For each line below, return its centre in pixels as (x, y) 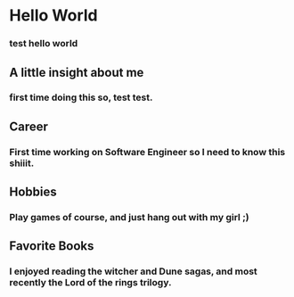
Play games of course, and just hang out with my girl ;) (129, 218)
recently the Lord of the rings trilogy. (90, 283)
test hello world (44, 44)
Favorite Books (52, 246)
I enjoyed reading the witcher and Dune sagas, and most (134, 271)
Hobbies (33, 192)
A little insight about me (77, 72)
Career (29, 126)
